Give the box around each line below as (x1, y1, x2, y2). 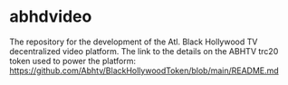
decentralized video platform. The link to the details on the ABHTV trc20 (9, 45, 279, 56)
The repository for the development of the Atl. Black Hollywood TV (9, 36, 258, 47)
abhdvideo (9, 6, 92, 27)
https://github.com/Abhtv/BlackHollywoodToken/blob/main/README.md (9, 65, 279, 76)
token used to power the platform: (9, 55, 136, 66)
